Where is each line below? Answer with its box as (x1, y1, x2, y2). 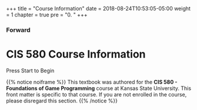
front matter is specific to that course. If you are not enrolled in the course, (6, 91, 187, 98)
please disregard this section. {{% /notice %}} (6, 97, 118, 104)
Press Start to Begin (6, 67, 55, 74)
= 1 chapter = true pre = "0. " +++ (6, 11, 88, 18)
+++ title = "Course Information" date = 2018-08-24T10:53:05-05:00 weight (6, 5, 191, 12)
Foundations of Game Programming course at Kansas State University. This (6, 85, 192, 92)
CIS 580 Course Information (6, 48, 146, 61)
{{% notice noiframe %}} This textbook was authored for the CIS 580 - (6, 78, 178, 85)
